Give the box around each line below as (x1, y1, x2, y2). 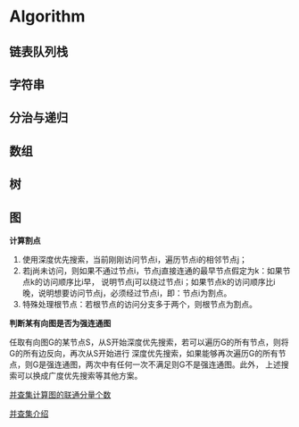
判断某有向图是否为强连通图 (9, 317, 112, 328)
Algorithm (9, 6, 86, 27)
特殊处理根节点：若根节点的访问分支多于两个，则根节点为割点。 (21, 298, 257, 309)
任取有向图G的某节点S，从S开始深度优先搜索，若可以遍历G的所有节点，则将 (9, 337, 289, 347)
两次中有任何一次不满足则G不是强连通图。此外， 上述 (85, 359, 281, 370)
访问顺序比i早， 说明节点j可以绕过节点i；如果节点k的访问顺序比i (42, 276, 276, 287)
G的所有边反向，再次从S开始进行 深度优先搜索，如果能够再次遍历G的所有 (9, 347, 278, 358)
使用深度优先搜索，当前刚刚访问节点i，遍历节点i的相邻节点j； (21, 254, 247, 264)
